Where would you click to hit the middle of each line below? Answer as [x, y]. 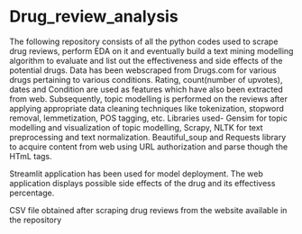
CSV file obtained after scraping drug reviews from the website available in [148, 210]
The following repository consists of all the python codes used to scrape [144, 41]
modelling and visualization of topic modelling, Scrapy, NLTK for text [136, 127]
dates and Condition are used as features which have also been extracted [146, 89]
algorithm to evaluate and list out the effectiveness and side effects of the [146, 60]
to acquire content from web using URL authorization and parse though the [149, 147]
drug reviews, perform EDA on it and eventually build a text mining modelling [151, 50]
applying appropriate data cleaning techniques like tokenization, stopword [146, 108]
